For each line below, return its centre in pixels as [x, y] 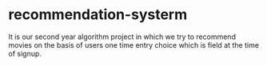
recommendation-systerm [98, 15]
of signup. [25, 53]
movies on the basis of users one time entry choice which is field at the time [134, 45]
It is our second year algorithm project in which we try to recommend [122, 37]
